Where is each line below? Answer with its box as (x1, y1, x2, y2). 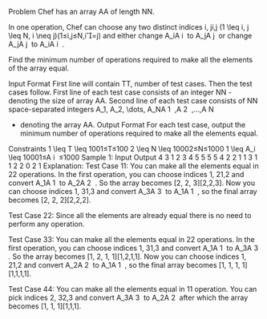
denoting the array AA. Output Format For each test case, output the (19, 120, 246, 129)
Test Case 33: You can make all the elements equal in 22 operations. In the (8, 235, 255, 244)
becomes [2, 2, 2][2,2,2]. (8, 196, 91, 204)
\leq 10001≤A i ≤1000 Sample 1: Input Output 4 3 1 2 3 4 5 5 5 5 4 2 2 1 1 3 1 (8, 152, 258, 162)
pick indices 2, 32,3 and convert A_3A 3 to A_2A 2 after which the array (8, 293, 249, 302)
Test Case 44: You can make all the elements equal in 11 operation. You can (8, 285, 257, 293)
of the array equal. (8, 63, 70, 73)
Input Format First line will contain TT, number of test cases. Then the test (8, 79, 253, 88)
